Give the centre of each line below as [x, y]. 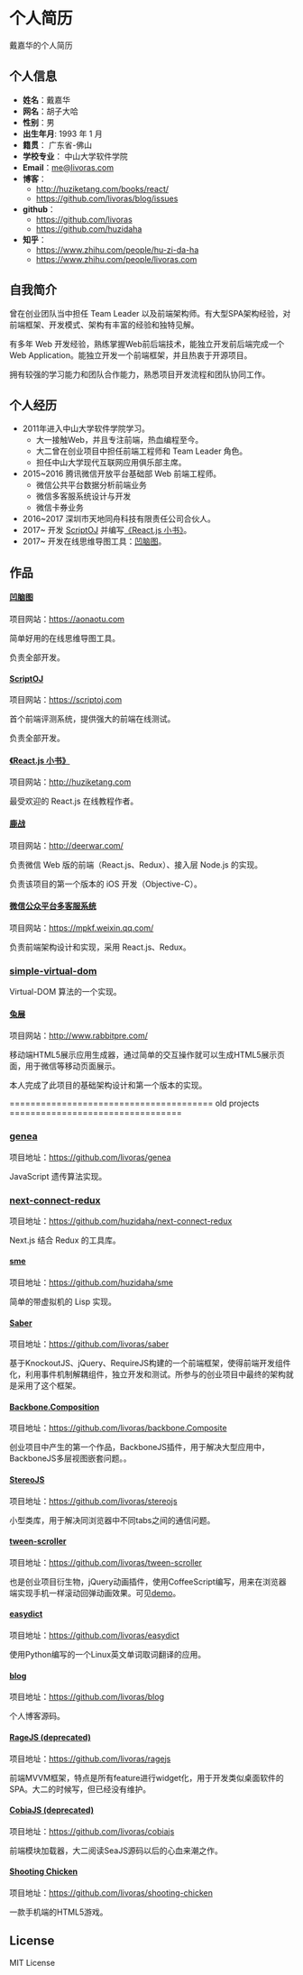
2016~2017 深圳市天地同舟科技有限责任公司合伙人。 [119, 519]
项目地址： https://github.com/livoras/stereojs [93, 1501]
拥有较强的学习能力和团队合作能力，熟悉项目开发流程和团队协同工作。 [140, 374]
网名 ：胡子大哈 [50, 111]
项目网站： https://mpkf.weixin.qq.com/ [82, 928]
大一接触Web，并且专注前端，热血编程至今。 [119, 440]
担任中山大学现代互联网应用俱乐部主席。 [111, 463]
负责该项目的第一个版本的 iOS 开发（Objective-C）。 [106, 884]
